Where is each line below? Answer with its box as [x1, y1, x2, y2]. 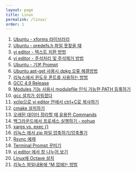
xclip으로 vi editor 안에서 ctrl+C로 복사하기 [13, 99, 99, 105]
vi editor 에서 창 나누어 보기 [13, 149, 69, 155]
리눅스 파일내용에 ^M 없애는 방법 [13, 161, 78, 168]
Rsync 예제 [13, 136, 36, 142]
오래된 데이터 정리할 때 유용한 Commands [13, 111, 97, 118]
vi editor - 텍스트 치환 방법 [13, 49, 66, 55]
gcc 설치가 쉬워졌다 [13, 93, 53, 99]
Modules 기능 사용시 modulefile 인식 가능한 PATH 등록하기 [13, 86, 131, 92]
